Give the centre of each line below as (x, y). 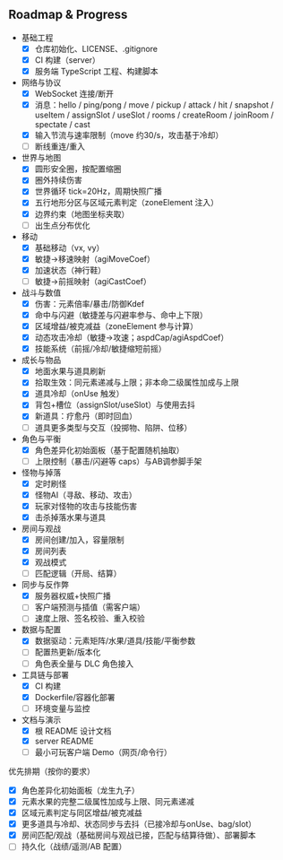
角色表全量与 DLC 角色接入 (84, 664)
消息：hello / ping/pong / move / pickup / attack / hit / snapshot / (154, 105)
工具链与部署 (45, 674)
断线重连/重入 (60, 146)
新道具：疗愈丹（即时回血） (86, 416)
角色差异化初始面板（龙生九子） (80, 790)
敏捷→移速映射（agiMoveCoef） (95, 258)
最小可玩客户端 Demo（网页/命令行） (103, 751)
